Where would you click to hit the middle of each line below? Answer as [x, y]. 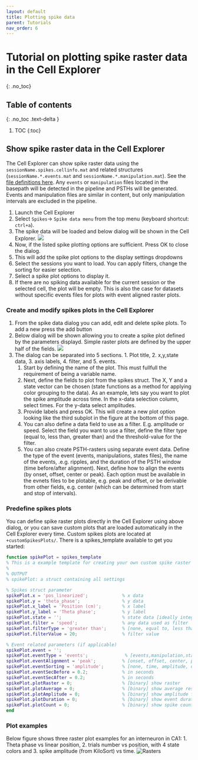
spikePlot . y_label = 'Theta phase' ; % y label [76, 612]
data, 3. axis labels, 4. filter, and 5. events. [65, 362]
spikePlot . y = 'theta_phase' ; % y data [75, 601]
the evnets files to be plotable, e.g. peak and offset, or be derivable [105, 481]
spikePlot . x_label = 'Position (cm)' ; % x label [76, 606]
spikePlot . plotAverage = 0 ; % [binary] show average [95, 688]
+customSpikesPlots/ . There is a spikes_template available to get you [89, 540]
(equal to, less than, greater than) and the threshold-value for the [102, 437]
